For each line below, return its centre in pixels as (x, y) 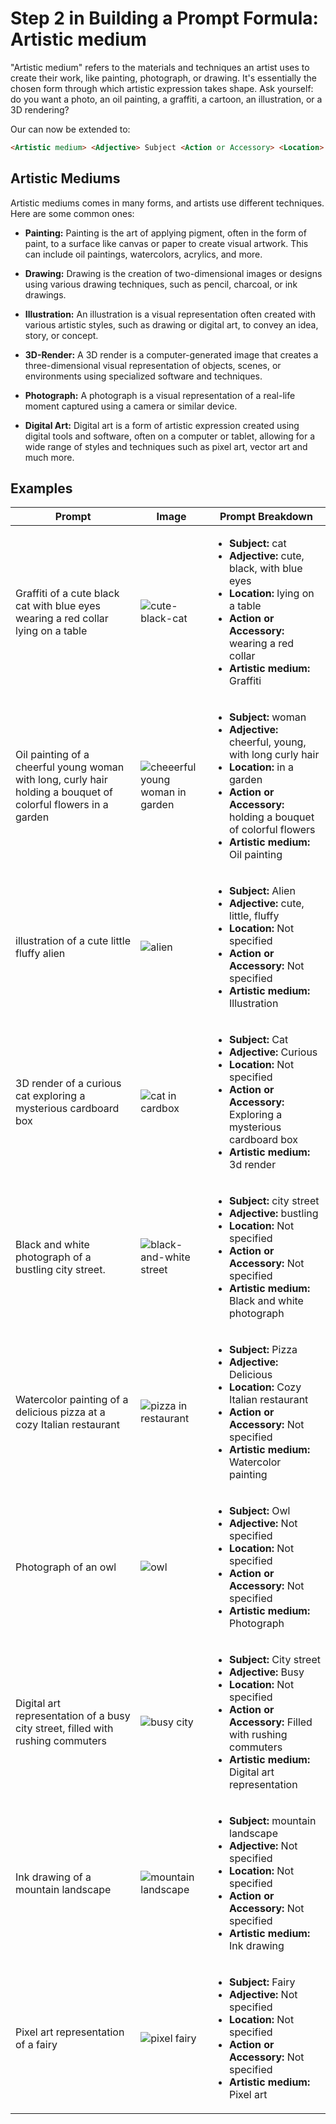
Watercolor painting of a (72, 1400)
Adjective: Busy (267, 1672)
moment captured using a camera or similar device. (131, 406)
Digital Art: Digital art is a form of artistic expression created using (162, 425)
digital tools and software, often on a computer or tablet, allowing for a (170, 436)
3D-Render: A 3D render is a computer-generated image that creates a (171, 354)
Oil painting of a (52, 755)
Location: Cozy (265, 1387)
